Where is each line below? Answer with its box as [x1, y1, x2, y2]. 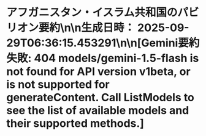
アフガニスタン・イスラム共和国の [6, 5, 178, 20]
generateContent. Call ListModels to [6, 91, 195, 104]
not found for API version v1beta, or [6, 65, 191, 79]
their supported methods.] [6, 116, 144, 131]
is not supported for [6, 77, 110, 91]
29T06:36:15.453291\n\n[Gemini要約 [6, 36, 200, 50]
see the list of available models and [6, 104, 189, 118]
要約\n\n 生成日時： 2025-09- [39, 21, 189, 35]
